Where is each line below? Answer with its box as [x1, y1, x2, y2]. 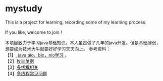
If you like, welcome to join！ [5, 29, 64, 35]
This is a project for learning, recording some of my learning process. [5, 19, 147, 25]
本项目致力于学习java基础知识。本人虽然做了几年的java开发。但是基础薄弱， [5, 40, 161, 46]
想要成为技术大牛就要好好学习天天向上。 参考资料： [5, 46, 110, 52]
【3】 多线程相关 [5, 64, 39, 70]
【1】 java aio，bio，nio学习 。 [5, 52, 69, 58]
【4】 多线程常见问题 [5, 70, 48, 76]
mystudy [5, 3, 43, 14]
